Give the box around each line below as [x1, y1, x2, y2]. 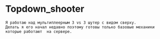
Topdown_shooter [5, 3, 85, 15]
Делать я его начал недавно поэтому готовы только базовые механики [5, 24, 155, 30]
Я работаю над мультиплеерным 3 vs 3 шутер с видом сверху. [5, 20, 137, 25]
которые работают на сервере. [5, 29, 72, 34]
